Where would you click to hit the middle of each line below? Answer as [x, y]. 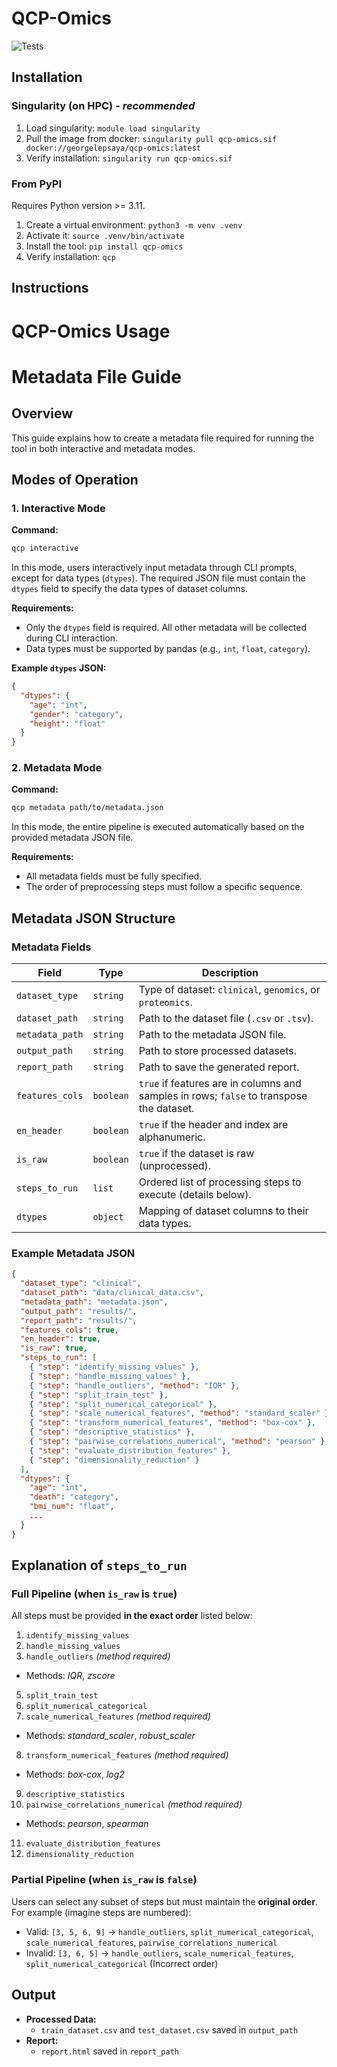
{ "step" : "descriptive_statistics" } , [112, 1432]
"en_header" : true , [61, 1339]
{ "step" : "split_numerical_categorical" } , [123, 1404]
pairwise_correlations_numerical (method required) [134, 1804]
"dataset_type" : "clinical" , [81, 1283]
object [108, 1217]
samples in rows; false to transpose [223, 1096]
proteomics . [165, 1002]
